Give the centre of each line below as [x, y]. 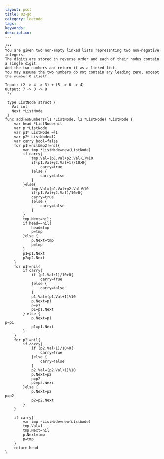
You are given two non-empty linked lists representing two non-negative [82, 50]
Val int [19, 107]
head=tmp [40, 228]
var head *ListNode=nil [38, 124]
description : [18, 33]
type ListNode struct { [31, 102]
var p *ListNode [31, 128]
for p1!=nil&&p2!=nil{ [37, 146]
